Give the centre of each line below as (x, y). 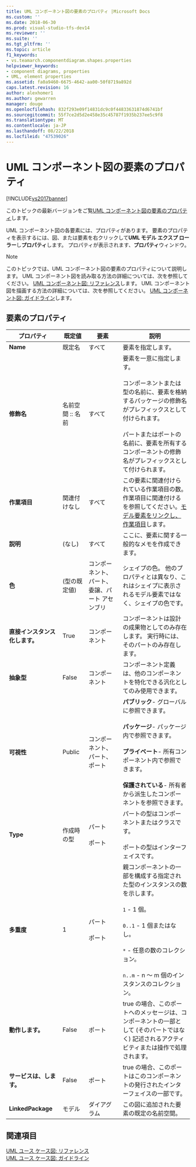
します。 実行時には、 (153, 636)
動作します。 (26, 1030)
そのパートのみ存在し (152, 645)
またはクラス (158, 822)
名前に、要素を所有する (155, 443)
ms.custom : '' (23, 17)
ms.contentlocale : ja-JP (36, 126)
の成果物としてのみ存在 (155, 627)
